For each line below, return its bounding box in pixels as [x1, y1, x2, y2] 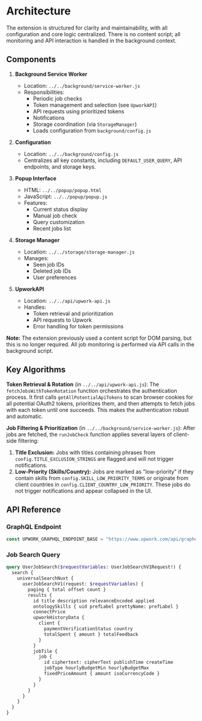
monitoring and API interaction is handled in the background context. [6, 37, 177, 44]
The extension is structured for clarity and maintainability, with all [6, 24, 168, 31]
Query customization [32, 218, 85, 225]
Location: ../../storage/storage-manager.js [23, 248, 135, 255]
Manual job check [32, 212, 78, 219]
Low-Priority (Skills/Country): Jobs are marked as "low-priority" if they [14, 468, 194, 475]
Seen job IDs [32, 261, 65, 268]
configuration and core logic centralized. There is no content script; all [6, 30, 180, 37]
